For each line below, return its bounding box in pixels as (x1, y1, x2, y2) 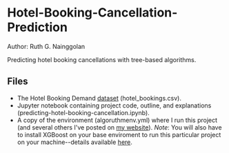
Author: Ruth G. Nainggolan (7, 42, 86, 50)
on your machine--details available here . (17, 138, 133, 146)
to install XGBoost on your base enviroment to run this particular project (17, 130, 221, 139)
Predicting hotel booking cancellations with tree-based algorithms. (7, 55, 197, 63)
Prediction (7, 19, 68, 35)
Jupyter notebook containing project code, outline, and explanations (17, 101, 212, 110)
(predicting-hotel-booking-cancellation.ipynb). (17, 108, 150, 116)
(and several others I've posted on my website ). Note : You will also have (17, 123, 222, 132)
